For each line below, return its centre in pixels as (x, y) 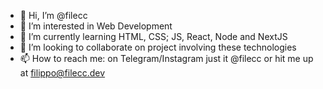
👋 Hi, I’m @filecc (53, 15)
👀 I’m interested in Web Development (96, 26)
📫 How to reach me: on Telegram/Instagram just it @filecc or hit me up (166, 58)
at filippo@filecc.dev (62, 73)
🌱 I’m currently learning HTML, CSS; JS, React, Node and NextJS (153, 36)
